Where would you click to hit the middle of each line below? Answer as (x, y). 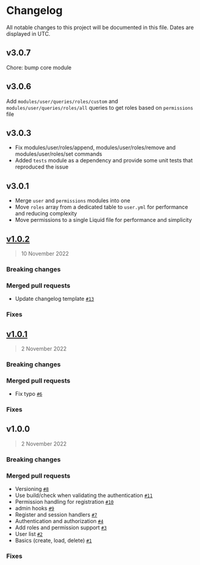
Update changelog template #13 (54, 299)
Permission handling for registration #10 (64, 502)
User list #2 (29, 534)
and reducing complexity (46, 213)
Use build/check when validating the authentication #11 (84, 495)
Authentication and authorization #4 (59, 521)
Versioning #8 (32, 489)
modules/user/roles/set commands (59, 154)
